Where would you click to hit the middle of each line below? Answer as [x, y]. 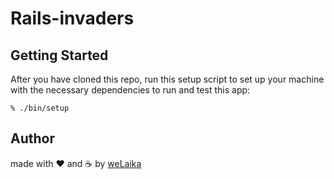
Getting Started [59, 55]
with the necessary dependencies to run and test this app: [130, 90]
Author [32, 138]
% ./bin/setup [40, 108]
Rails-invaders [72, 18]
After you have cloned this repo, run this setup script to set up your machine [167, 79]
